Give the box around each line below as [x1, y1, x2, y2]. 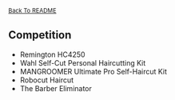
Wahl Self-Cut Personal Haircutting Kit [19, 58, 146, 67]
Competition [8, 28, 72, 42]
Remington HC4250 [19, 50, 86, 59]
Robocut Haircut [19, 75, 74, 85]
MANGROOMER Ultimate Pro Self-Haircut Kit [19, 66, 168, 76]
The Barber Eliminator [19, 83, 92, 93]
